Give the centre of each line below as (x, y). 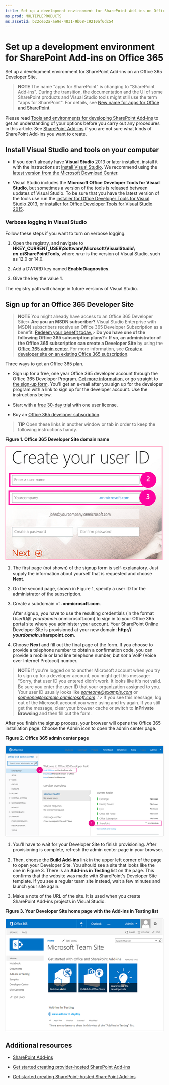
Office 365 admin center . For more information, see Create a (80, 349)
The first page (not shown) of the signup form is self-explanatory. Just (85, 568)
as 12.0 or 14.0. (28, 259)
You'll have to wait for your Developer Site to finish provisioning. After (84, 844)
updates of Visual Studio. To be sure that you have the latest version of (86, 193)
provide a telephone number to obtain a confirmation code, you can (82, 650)
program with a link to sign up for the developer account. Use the (80, 390)
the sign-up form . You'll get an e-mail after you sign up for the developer (88, 384)
